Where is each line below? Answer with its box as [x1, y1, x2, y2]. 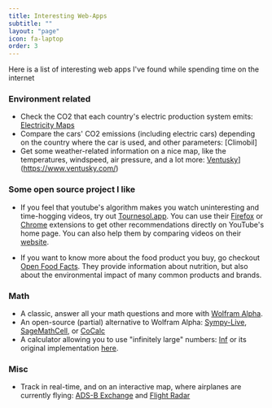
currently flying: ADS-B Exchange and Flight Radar [20, 391, 191, 401]
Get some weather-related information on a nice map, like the [20, 146, 226, 156]
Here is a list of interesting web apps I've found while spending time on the [8, 64, 259, 74]
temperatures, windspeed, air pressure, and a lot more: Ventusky [20, 155, 239, 165]
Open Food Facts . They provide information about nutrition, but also [20, 261, 248, 271]
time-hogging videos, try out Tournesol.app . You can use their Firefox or [20, 211, 263, 220]
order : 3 [8, 42, 38, 50]
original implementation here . [20, 343, 119, 354]
